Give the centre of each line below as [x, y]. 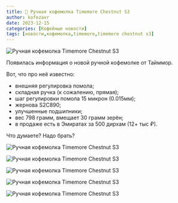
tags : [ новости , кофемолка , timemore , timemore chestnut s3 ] [80, 34]
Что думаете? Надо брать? [40, 136]
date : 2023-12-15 [28, 23]
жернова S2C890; [38, 105]
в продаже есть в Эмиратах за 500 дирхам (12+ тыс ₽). [86, 124]
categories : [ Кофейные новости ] [46, 28]
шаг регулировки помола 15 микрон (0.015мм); [75, 99]
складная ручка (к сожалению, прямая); [67, 92]
